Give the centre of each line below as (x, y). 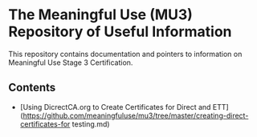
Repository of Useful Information (120, 32)
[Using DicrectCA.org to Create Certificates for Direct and (115, 107)
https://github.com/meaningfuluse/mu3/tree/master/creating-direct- (136, 115)
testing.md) (91, 124)
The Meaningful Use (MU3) (100, 15)
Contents (32, 88)
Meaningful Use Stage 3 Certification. (71, 62)
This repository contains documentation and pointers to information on (125, 54)
